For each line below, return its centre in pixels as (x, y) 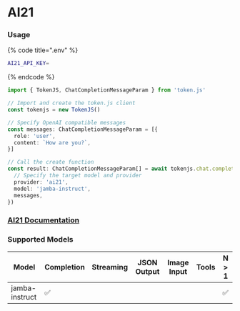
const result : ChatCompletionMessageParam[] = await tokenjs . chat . (110, 169)
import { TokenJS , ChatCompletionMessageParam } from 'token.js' (106, 90)
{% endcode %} (31, 77)
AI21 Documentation (44, 220)
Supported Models (40, 240)
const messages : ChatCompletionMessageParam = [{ (83, 129)
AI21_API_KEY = (29, 64)
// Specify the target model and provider (78, 176)
